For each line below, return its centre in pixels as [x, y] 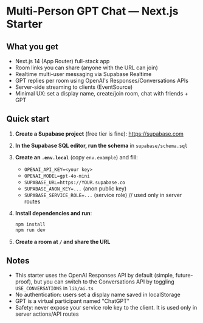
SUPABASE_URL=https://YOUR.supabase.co [75, 182]
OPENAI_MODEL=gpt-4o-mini [57, 176]
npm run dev [30, 230]
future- [184, 276]
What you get [33, 47]
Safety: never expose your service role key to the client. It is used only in [106, 308]
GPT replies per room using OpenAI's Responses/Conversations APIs [101, 81]
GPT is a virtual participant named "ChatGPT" [72, 301]
